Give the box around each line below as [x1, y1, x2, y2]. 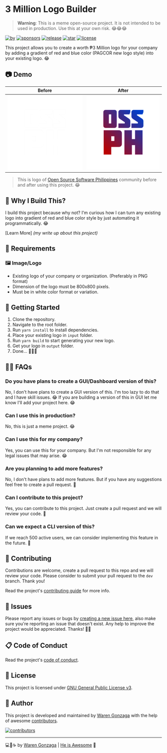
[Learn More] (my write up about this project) [5, 230, 98, 236]
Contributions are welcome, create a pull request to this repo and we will [5, 567, 154, 573]
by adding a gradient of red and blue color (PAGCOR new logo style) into [5, 50, 154, 56]
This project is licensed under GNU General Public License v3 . [5, 685, 133, 691]
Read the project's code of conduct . [5, 657, 79, 663]
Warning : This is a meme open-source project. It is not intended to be [17, 20, 161, 26]
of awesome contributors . [5, 718, 58, 724]
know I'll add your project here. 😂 [5, 400, 76, 406]
